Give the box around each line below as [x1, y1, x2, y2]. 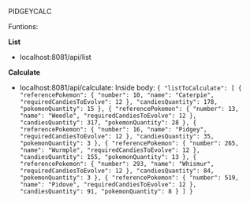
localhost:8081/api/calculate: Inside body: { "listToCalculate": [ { [19, 83, 242, 92]
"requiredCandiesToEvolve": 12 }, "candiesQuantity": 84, [19, 167, 215, 175]
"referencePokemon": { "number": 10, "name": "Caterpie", [19, 91, 215, 99]
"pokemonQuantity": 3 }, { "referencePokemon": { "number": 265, [19, 139, 239, 147]
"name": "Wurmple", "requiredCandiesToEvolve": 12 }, [19, 146, 200, 154]
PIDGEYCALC [8, 7, 53, 16]
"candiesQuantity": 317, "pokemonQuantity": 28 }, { [19, 119, 197, 127]
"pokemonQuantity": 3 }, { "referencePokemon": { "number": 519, [19, 174, 239, 182]
